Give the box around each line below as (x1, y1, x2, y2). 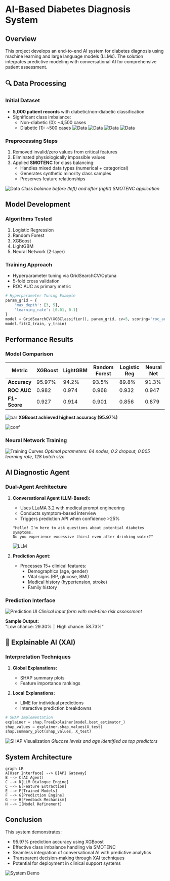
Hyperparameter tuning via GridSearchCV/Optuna (12, 272, 117, 278)
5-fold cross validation (12, 277, 60, 284)
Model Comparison (5, 350, 54, 357)
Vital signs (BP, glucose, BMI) (27, 573, 90, 579)
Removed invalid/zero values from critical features (12, 148, 118, 155)
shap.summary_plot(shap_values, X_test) (5, 729, 92, 734)
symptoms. (12, 530, 34, 535)
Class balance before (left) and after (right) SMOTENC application (21, 185, 160, 191)
